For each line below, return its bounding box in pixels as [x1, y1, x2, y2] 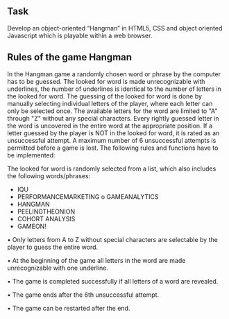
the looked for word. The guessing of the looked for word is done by [7, 92, 203, 100]
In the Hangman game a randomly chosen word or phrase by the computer [7, 69, 221, 78]
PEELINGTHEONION [17, 207, 75, 216]
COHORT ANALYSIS [17, 214, 76, 223]
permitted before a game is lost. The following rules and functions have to [7, 144, 219, 152]
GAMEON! [17, 222, 46, 230]
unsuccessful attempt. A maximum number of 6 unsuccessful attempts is [7, 136, 217, 144]
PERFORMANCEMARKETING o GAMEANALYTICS [17, 192, 159, 200]
